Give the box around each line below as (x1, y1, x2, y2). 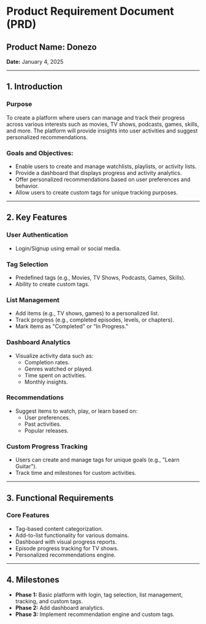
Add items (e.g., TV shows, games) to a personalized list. (15, 310, 159, 317)
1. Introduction (6, 82, 63, 92)
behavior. (15, 182, 39, 190)
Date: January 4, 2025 (6, 58, 64, 65)
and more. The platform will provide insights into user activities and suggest (6, 127, 198, 134)
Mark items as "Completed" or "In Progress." (15, 323, 129, 330)
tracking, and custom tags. (15, 597, 83, 605)
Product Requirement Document (6, 4, 175, 18)
